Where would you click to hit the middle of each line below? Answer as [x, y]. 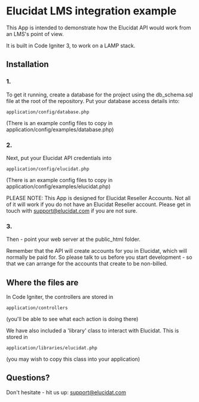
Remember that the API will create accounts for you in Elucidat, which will [97, 251]
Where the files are [42, 282]
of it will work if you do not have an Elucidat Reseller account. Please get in [99, 204]
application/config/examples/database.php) [60, 129]
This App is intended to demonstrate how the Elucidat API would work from [99, 28]
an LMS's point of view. [35, 34]
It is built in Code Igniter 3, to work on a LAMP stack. [71, 46]
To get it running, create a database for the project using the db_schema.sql [99, 95]
